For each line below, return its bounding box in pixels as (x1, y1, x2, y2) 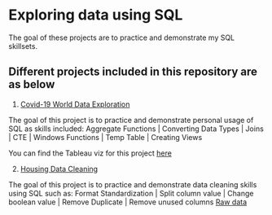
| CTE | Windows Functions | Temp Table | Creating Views (8, 132, 203, 142)
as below (8, 77, 55, 91)
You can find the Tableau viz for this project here (8, 148, 173, 158)
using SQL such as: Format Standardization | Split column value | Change (8, 188, 254, 198)
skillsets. (8, 41, 38, 50)
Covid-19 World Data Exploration (20, 99, 130, 109)
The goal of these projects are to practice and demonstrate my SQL (8, 33, 235, 42)
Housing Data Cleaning (20, 164, 99, 173)
